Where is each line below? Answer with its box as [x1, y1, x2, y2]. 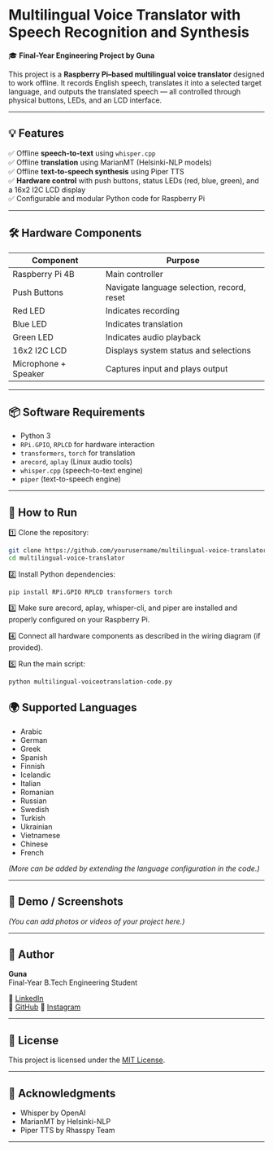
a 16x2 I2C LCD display [8, 185, 86, 195]
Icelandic [19, 770, 51, 780]
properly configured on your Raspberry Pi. [8, 614, 150, 624]
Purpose [166, 254, 201, 266]
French [19, 847, 45, 857]
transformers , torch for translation [19, 448, 136, 458]
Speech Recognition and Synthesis [8, 23, 250, 42]
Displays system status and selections [105, 345, 252, 356]
